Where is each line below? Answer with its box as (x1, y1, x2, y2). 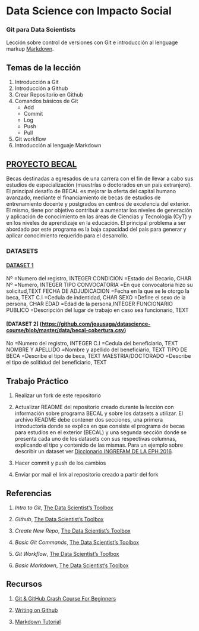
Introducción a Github (14, 85, 68, 92)
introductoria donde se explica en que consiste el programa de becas (14, 422, 185, 430)
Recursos (6, 579, 43, 589)
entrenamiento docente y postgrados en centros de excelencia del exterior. (6, 200, 190, 208)
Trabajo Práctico (6, 376, 69, 386)
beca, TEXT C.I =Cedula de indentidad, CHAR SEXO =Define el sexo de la (6, 294, 186, 301)
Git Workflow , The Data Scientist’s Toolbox (14, 550, 119, 558)
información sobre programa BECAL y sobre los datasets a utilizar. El (14, 410, 183, 417)
